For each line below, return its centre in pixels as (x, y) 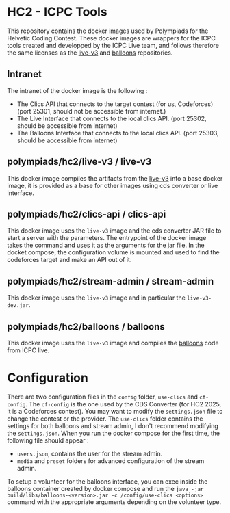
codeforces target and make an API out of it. (69, 260)
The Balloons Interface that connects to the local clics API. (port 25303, (118, 133)
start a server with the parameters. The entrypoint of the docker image (107, 238)
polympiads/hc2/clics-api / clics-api (87, 214)
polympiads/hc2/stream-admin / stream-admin (111, 281)
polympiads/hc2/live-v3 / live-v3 (79, 162)
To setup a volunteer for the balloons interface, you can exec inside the (107, 481)
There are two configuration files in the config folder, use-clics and (103, 397)
